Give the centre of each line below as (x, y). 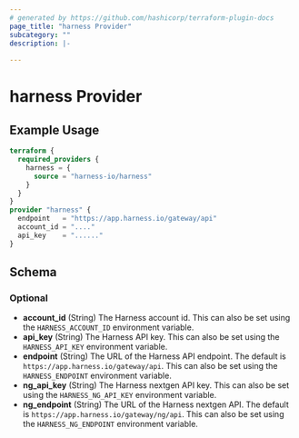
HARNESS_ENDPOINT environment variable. (97, 376)
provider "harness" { (50, 210)
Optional (29, 298)
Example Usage (55, 129)
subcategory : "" (40, 35)
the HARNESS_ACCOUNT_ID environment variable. (108, 327)
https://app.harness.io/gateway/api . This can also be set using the (150, 366)
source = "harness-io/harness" (93, 176)
